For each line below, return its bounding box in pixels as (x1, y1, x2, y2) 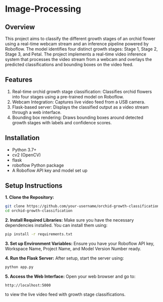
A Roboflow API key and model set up (12, 167, 88, 173)
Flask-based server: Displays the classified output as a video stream (12, 104, 149, 110)
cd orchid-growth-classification (5, 208, 73, 213)
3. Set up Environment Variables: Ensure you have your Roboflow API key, (5, 241, 154, 246)
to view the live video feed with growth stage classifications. (5, 291, 126, 297)
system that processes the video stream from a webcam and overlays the (5, 57, 152, 62)
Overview (5, 23, 35, 31)
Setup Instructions (5, 182, 63, 190)
